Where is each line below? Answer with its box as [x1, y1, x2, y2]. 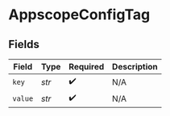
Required [68, 62, 105, 72]
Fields [8, 38, 40, 51]
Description [111, 62, 159, 72]
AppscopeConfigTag [8, 6, 151, 24]
